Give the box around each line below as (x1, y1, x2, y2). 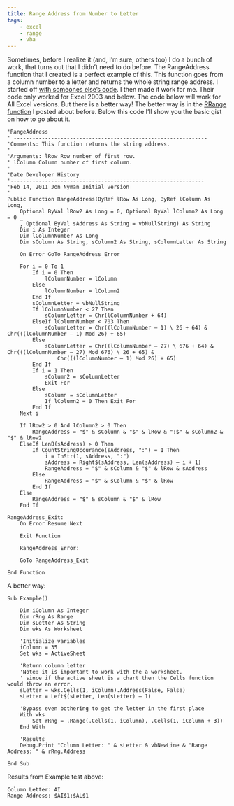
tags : (7, 17, 23, 24)
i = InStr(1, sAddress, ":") (44, 453, 130, 460)
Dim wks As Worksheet (20, 625, 82, 633)
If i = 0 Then (32, 269, 73, 276)
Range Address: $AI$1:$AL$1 (7, 792, 89, 800)
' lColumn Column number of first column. (7, 159, 133, 167)
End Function (7, 570, 45, 577)
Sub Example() (7, 595, 49, 602)
